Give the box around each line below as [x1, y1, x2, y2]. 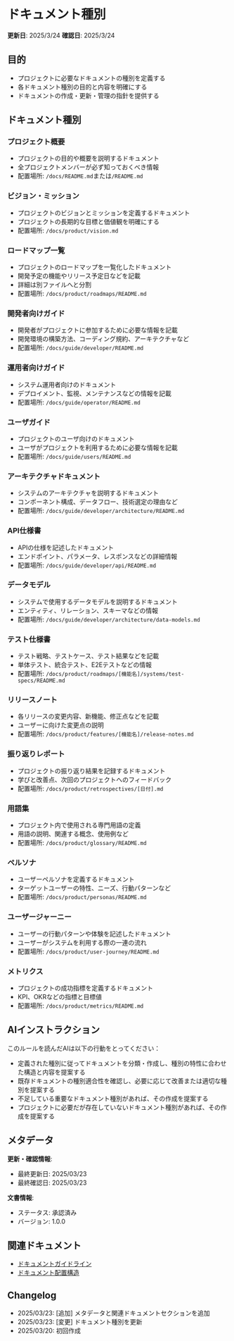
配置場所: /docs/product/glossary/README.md [17, 839, 147, 846]
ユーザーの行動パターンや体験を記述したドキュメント [17, 929, 171, 938]
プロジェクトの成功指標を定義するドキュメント [17, 984, 153, 992]
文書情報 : [7, 1193, 34, 1201]
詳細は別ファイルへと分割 [17, 280, 92, 289]
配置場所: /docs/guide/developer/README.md [17, 343, 144, 352]
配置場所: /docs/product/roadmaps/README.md [17, 290, 147, 298]
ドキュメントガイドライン [17, 1259, 92, 1268]
